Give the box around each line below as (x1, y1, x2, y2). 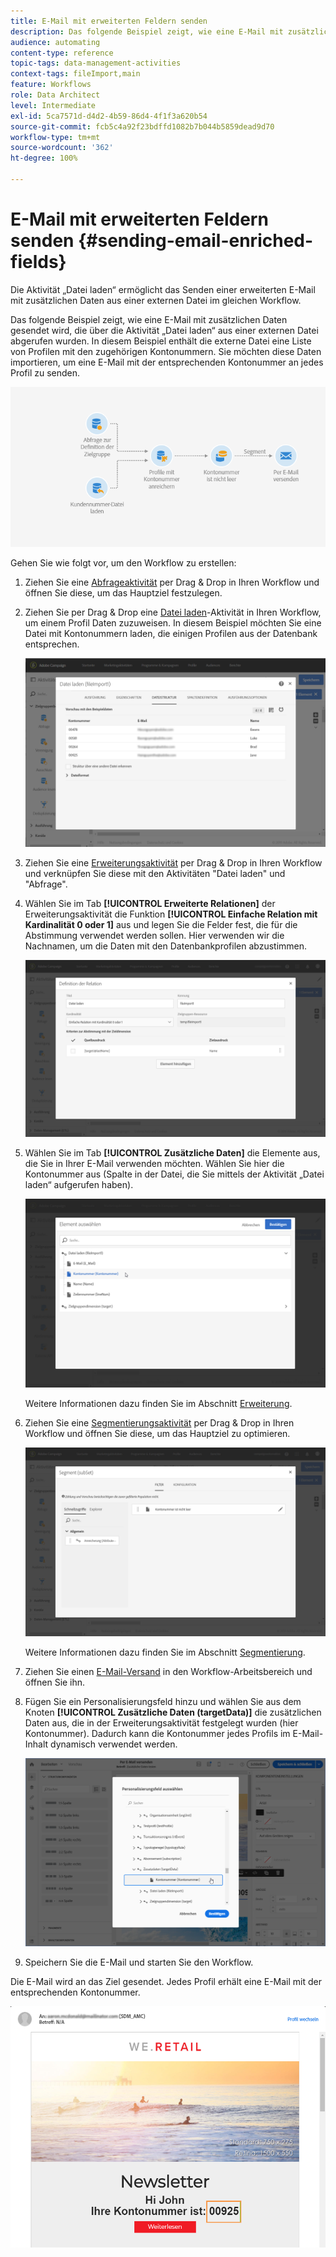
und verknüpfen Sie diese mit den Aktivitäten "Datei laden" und (24, 868, 286, 880)
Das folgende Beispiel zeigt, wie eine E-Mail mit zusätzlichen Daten (10, 313, 288, 325)
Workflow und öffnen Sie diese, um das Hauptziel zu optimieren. (24, 1427, 291, 1439)
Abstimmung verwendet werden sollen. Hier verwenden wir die (24, 930, 285, 942)
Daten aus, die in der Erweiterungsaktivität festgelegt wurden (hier (24, 1716, 299, 1729)
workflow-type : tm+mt (10, 132, 101, 142)
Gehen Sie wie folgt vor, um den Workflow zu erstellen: (10, 557, 237, 569)
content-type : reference (10, 48, 114, 58)
